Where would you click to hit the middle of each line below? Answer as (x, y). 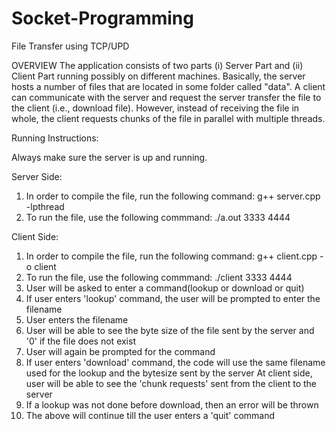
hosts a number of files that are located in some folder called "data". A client (168, 86)
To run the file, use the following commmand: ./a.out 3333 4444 (158, 217)
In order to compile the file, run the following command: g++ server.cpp (173, 196)
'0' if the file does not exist (80, 341)
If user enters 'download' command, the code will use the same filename (175, 362)
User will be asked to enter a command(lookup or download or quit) (165, 288)
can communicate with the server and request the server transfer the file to (166, 97)
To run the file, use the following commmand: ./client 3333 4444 (159, 277)
